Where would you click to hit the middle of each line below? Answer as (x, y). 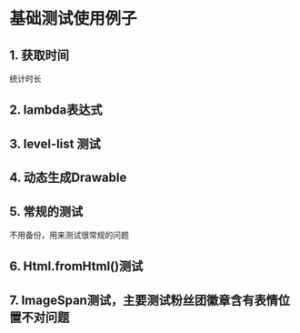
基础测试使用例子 (74, 19)
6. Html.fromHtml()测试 (76, 266)
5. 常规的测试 (46, 212)
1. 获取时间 (40, 55)
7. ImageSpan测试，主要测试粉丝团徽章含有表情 (144, 300)
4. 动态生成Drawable (68, 178)
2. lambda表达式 (56, 110)
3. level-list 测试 (55, 143)
